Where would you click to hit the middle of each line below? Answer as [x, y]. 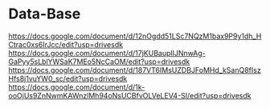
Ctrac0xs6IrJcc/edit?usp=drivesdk [65, 44]
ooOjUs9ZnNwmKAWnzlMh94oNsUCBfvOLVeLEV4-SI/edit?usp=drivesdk [130, 95]
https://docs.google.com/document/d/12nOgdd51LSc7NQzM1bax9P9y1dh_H [135, 36]
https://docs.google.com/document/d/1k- [77, 87]
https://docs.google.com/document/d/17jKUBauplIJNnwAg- [107, 53]
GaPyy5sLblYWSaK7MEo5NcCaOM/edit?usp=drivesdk [99, 62]
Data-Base [45, 14]
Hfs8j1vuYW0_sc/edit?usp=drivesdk [68, 78]
